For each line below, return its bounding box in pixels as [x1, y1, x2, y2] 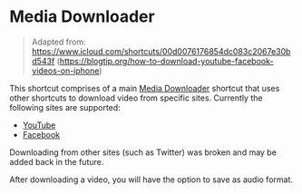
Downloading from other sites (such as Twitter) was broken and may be [9, 147, 277, 158]
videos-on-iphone [31, 65, 100, 76]
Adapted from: [31, 36, 86, 47]
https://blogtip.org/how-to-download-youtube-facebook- [59, 55, 274, 66]
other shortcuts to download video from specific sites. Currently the [9, 92, 263, 103]
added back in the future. [9, 156, 104, 167]
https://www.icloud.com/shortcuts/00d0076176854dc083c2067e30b [31, 45, 291, 56]
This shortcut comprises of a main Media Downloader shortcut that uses [9, 82, 280, 93]
